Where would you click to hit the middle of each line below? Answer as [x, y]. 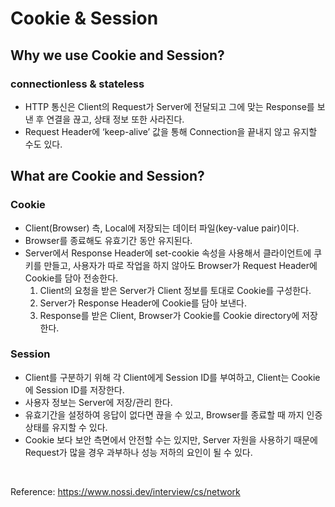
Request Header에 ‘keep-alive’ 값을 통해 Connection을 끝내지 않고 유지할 [171, 131]
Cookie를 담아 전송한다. [71, 278]
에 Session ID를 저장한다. [74, 389]
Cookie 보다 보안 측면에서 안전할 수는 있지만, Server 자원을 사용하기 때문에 [171, 439]
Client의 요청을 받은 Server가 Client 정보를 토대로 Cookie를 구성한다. [175, 290]
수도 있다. [43, 144]
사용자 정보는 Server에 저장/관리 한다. [98, 402]
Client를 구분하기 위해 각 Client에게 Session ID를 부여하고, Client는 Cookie [172, 377]
